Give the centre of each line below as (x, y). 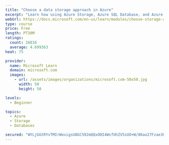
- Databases (22, 126)
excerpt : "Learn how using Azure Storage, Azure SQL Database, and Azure (84, 15)
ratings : (14, 38)
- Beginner (21, 103)
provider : (16, 61)
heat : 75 (14, 52)
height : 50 (30, 89)
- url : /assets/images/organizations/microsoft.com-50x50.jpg (81, 80)
